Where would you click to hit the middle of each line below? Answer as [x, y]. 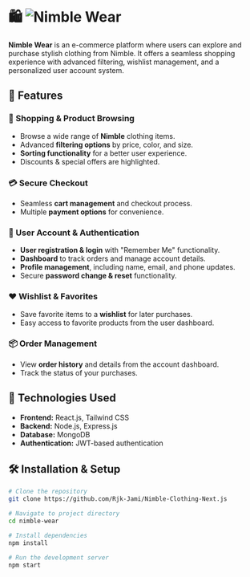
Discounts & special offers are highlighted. [90, 161]
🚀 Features [36, 96]
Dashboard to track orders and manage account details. [113, 258]
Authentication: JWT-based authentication [92, 443]
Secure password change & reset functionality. [99, 276]
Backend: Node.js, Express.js [69, 426]
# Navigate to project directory [64, 514]
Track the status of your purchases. [79, 372]
